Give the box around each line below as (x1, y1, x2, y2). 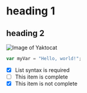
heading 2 (6, 28, 45, 38)
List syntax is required (14, 66, 70, 73)
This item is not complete (14, 80, 78, 87)
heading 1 (6, 4, 55, 18)
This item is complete (14, 73, 68, 80)
